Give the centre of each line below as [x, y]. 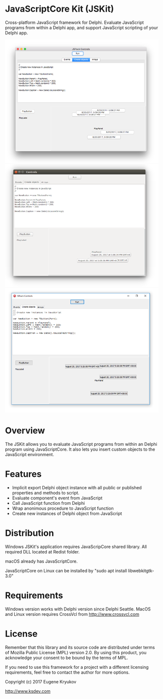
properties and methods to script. [45, 493]
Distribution [30, 533]
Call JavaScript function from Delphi [48, 503]
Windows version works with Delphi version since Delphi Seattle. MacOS [78, 609]
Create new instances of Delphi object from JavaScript [67, 513]
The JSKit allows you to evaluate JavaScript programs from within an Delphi [81, 444]
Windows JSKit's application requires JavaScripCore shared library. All [76, 547]
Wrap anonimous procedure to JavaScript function [63, 508]
